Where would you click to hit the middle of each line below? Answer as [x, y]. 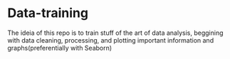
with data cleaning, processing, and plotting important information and [111, 40]
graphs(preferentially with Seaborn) [60, 48]
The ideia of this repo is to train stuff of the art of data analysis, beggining [115, 33]
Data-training [48, 13]
